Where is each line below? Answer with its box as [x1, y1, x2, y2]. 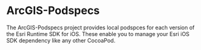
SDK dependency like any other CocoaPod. [6, 37, 116, 44]
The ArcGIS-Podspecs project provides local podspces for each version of [6, 24, 195, 31]
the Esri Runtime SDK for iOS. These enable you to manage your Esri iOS [6, 30, 190, 37]
